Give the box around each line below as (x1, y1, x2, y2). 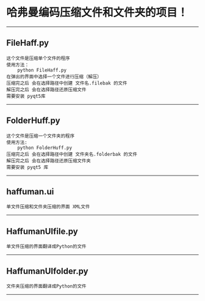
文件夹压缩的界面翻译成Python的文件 (6, 283, 87, 289)
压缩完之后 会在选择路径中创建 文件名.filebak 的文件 (6, 80, 128, 86)
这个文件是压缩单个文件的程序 (6, 55, 70, 61)
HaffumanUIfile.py (6, 226, 78, 236)
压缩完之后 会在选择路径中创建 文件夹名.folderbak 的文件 (6, 151, 137, 157)
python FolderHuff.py (17, 144, 72, 150)
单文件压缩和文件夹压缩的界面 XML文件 (6, 204, 90, 210)
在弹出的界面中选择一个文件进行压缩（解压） (6, 73, 102, 80)
